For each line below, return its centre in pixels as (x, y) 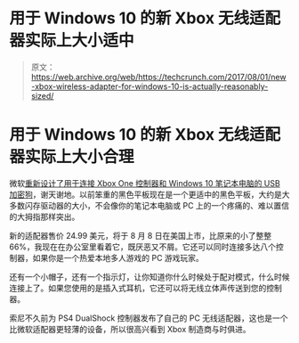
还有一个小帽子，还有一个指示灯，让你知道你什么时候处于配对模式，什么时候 (149, 276)
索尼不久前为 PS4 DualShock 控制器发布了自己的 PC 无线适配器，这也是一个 (149, 318)
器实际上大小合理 (72, 157)
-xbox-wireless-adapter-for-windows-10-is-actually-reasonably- (149, 86)
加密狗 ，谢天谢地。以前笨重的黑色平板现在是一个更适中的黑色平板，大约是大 (149, 194)
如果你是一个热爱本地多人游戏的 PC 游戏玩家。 (118, 257)
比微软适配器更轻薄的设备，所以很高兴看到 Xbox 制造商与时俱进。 (130, 329)
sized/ (42, 95)
